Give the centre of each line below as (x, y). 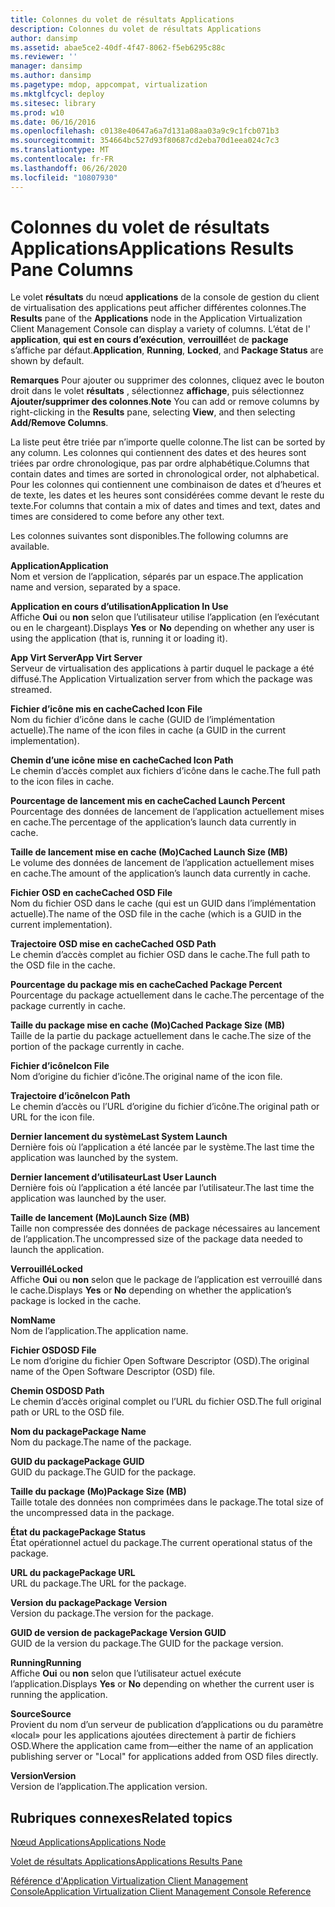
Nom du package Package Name (78, 1432)
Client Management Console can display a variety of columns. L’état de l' (160, 329)
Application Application (59, 566)
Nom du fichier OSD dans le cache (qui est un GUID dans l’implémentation (163, 903)
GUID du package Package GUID (77, 1462)
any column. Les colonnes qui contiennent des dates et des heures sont (158, 453)
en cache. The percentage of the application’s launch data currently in (153, 822)
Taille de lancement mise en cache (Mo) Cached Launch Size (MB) (149, 852)
